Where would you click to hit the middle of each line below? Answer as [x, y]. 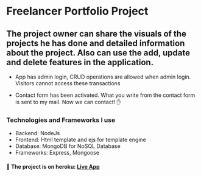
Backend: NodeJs [37, 133]
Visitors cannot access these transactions [68, 83]
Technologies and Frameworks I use [61, 120]
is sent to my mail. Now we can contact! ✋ [68, 102]
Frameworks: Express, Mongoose [57, 153]
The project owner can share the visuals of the [97, 34]
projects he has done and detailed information [96, 43]
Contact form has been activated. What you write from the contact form [105, 95]
